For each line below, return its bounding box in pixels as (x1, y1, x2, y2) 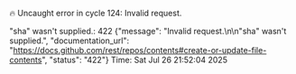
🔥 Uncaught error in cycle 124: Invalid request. (9, 8, 182, 18)
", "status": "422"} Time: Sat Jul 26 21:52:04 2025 (42, 54, 228, 65)
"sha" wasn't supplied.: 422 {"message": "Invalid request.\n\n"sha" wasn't (9, 26, 287, 36)
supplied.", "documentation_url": (9, 35, 130, 46)
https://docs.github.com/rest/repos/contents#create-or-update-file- (13, 45, 267, 55)
